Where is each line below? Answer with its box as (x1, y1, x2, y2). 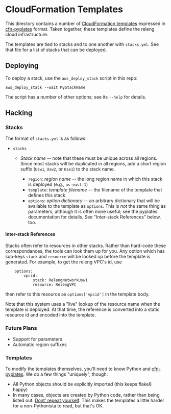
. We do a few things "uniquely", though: (23, 371, 108, 377)
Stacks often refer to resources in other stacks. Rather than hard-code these (5, 242, 166, 249)
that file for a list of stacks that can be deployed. (5, 46, 107, 53)
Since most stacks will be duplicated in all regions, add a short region (20, 161, 166, 167)
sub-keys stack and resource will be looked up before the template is (5, 253, 151, 259)
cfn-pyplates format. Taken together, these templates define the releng (5, 26, 155, 32)
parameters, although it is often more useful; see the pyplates (28, 208, 158, 215)
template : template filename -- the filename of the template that (28, 187, 162, 193)
